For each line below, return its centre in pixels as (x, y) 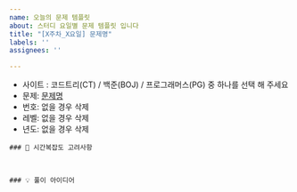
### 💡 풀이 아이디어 (42, 180)
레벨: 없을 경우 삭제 (55, 118)
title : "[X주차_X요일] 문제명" (61, 34)
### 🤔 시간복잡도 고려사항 (51, 148)
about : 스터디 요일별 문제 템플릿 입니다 (74, 26)
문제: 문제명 (43, 96)
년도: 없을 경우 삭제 (55, 129)
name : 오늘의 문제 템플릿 (50, 17)
